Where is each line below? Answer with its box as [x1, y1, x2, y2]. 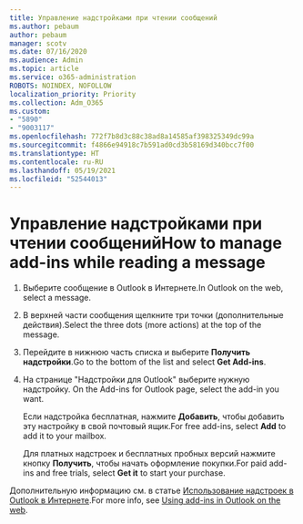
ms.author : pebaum [9, 22, 79, 31]
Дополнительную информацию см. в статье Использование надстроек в [9, 485, 294, 497]
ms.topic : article [9, 65, 79, 74]
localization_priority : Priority [9, 89, 136, 98]
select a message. [22, 293, 92, 303]
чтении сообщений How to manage [9, 233, 282, 253]
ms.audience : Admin [9, 56, 84, 65]
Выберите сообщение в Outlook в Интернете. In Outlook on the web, [22, 283, 284, 293]
